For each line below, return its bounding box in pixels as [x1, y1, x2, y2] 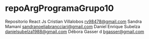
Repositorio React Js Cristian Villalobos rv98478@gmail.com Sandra [5, 19, 142, 24]
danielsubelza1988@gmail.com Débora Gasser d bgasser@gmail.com [5, 29, 145, 34]
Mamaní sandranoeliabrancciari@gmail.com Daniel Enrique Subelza [5, 23, 141, 29]
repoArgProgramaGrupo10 [5, 3, 114, 14]
